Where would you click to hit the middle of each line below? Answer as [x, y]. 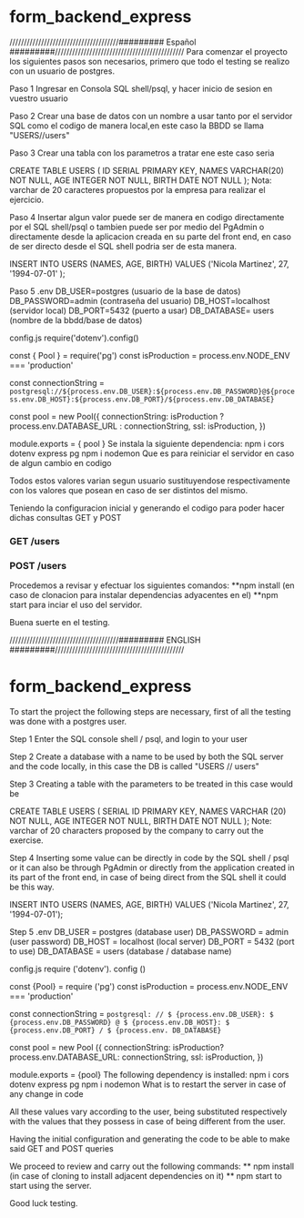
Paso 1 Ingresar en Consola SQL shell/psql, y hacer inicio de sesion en [141, 88]
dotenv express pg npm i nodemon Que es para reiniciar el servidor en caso [152, 453]
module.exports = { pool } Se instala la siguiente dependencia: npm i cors [147, 443]
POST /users [38, 565]
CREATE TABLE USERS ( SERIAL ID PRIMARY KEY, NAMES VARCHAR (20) [148, 811]
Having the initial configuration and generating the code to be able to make [150, 1139]
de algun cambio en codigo [61, 462]
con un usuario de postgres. [62, 71]
